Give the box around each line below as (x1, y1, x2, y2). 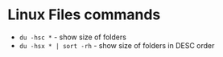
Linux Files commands (7, 6, 161, 24)
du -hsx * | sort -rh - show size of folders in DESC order (19, 40, 215, 50)
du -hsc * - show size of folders (19, 32, 126, 42)
